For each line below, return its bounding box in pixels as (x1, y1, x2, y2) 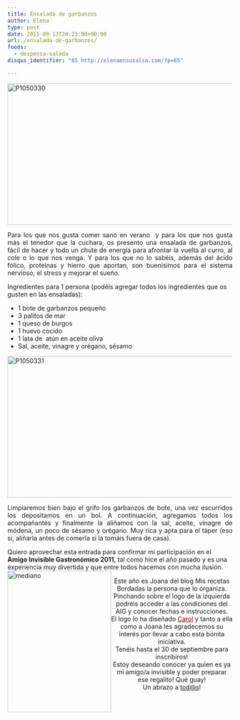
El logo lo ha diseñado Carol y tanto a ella (111, 614, 233, 623)
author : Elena (7, 17, 50, 24)
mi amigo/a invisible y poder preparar (116, 667, 227, 676)
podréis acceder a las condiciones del (115, 599, 229, 608)
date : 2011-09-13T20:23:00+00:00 (7, 30, 107, 38)
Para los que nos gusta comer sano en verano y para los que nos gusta (7, 230, 233, 239)
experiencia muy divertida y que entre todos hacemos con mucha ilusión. (7, 562, 224, 571)
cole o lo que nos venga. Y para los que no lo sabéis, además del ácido (7, 253, 233, 261)
